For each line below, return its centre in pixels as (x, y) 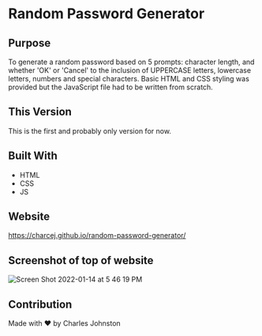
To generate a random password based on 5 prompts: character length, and (131, 62)
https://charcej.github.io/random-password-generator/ (97, 236)
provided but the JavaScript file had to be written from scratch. (110, 87)
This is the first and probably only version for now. (90, 130)
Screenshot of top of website (81, 260)
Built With (33, 156)
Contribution (40, 304)
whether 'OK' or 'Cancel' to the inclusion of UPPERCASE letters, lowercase (129, 70)
